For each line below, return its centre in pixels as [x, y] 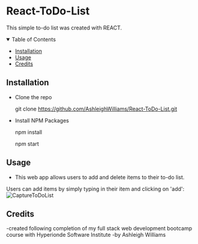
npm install [28, 132]
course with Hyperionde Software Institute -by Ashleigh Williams [86, 235]
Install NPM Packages [42, 120]
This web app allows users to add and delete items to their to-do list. [100, 177]
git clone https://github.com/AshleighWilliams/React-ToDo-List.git [96, 109]
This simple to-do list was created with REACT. [64, 28]
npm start [27, 144]
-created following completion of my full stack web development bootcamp [99, 228]
